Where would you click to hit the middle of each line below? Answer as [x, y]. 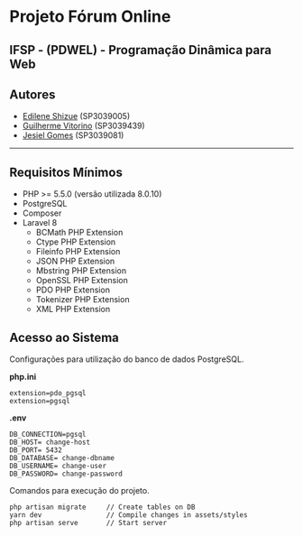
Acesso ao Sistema [64, 337]
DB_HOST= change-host [50, 443]
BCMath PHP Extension [79, 233]
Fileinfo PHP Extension [78, 252]
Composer [42, 213]
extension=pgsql [40, 402]
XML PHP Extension [73, 310]
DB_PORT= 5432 [36, 450]
